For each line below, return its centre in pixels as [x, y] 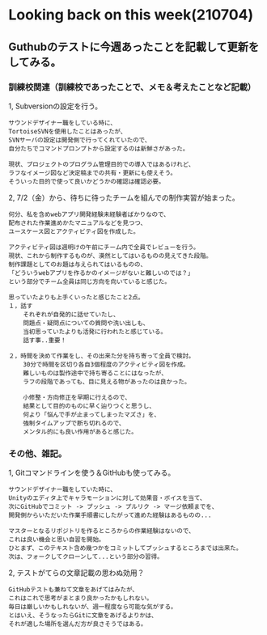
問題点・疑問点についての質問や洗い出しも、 [86, 323]
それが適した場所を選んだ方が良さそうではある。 [78, 624]
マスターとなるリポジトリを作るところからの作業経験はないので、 [102, 531]
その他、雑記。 [38, 453]
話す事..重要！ [45, 340]
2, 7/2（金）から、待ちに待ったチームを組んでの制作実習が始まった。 [124, 197]
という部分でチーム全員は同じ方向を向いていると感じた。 [90, 282]
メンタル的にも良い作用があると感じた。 [80, 432]
